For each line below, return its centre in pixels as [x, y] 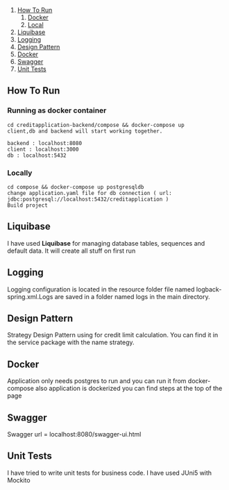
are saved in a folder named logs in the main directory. [132, 296]
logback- [209, 289]
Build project [28, 205]
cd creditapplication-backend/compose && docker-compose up [96, 125]
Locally [20, 173]
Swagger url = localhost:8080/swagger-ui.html [74, 434]
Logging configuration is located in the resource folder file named [101, 289]
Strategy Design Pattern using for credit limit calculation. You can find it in [113, 335]
